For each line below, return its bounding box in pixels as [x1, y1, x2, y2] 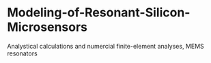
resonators [7, 49, 38, 58]
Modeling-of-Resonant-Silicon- [7, 5, 191, 21]
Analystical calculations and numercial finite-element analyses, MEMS [7, 42, 205, 50]
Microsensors [7, 19, 87, 35]
